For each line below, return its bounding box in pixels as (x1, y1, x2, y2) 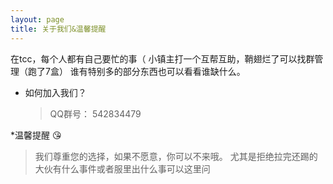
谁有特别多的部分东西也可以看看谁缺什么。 (69, 65, 246, 77)
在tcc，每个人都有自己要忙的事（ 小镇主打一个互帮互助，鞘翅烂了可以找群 (10, 52, 315, 65)
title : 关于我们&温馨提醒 (10, 24, 107, 34)
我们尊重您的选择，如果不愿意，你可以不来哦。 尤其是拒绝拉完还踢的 (34, 150, 318, 162)
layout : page (10, 14, 65, 25)
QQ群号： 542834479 (49, 107, 142, 120)
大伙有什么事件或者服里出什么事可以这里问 (34, 162, 211, 175)
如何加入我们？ (24, 86, 87, 98)
